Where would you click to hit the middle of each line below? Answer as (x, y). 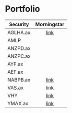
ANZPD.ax (19, 48)
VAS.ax (16, 87)
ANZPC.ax (19, 56)
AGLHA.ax (19, 32)
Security (19, 24)
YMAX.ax (18, 103)
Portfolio (23, 9)
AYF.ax (15, 64)
